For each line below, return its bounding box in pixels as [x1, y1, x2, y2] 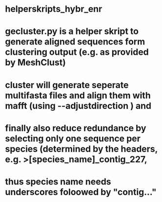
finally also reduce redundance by [5, 122, 146, 134]
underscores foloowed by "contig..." [5, 186, 157, 198]
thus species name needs [5, 176, 111, 187]
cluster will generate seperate [5, 79, 129, 90]
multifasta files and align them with [5, 90, 151, 101]
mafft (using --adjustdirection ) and [5, 100, 152, 111]
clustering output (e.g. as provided [5, 46, 149, 58]
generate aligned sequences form [5, 36, 145, 47]
